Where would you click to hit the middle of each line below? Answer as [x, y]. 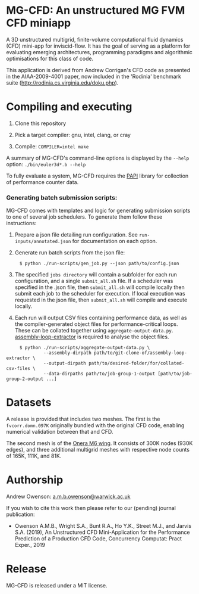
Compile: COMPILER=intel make [52, 146]
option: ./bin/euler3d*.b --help [46, 164]
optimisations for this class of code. [50, 58]
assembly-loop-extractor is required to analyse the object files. [92, 337]
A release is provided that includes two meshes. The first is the [83, 419]
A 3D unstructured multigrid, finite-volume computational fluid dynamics [95, 39]
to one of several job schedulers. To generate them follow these [84, 217]
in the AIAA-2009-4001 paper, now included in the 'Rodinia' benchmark [94, 76]
